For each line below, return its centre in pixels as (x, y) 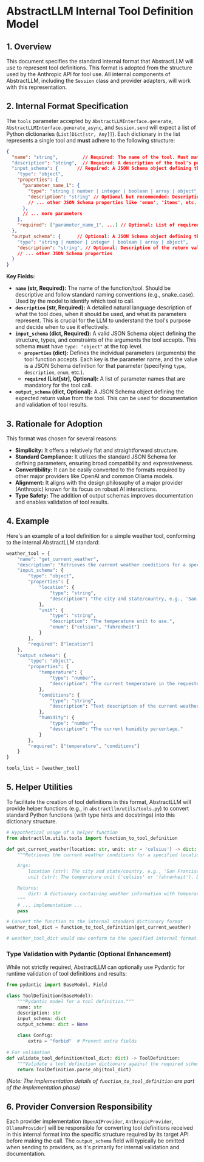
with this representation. (37, 87)
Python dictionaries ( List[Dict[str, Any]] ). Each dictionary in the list (93, 134)
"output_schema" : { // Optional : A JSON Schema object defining (101, 236)
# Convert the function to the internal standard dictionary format (95, 922)
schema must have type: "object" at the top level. (79, 347)
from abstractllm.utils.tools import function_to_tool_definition (92, 838)
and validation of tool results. (51, 405)
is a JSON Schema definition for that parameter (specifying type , (105, 366)
